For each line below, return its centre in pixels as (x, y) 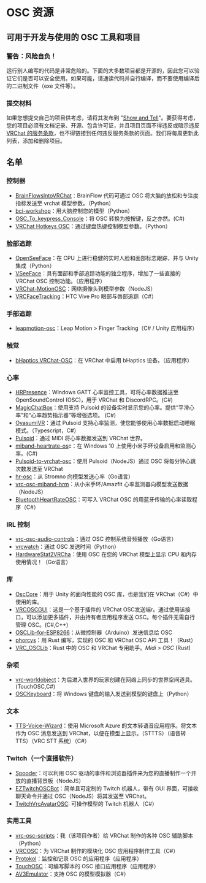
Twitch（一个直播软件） (42, 759)
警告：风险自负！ (32, 56)
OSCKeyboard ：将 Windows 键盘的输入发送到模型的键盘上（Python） (104, 694)
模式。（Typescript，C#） (47, 430)
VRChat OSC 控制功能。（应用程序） (60, 281)
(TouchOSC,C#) (35, 686)
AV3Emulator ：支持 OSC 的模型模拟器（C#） (72, 874)
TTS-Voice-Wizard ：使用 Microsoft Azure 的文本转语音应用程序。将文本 (106, 726)
